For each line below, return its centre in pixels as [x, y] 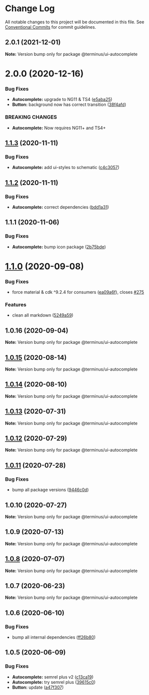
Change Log [30, 8]
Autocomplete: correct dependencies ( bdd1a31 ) [60, 207]
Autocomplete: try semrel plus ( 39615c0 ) [54, 682]
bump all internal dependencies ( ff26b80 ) [54, 637]
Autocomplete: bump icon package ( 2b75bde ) [59, 247]
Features [16, 305]
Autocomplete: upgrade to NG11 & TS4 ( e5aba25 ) [62, 100]
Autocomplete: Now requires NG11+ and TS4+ [59, 128]
